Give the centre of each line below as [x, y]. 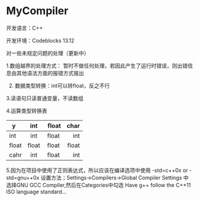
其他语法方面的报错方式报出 [50, 73]
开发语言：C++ [25, 28]
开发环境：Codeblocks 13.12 [40, 40]
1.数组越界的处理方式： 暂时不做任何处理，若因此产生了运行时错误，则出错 [97, 66]
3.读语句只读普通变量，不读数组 [45, 98]
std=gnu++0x [23, 177]
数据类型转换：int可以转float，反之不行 [62, 85]
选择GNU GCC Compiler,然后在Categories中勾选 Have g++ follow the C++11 [99, 185]
